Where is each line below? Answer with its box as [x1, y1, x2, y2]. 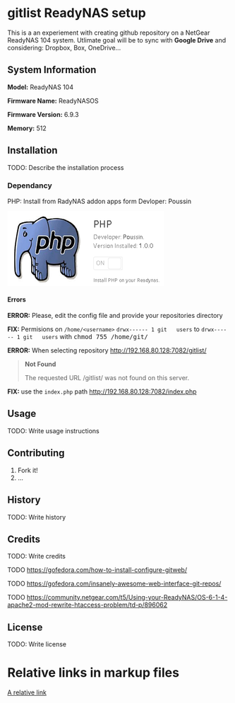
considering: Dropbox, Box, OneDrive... [7, 43, 121, 52]
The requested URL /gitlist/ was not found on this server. [24, 374, 190, 382]
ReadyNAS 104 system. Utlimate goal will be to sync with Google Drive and [7, 35, 227, 44]
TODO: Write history [7, 513, 66, 521]
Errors [7, 295, 26, 304]
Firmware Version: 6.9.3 [7, 110, 79, 118]
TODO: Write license [7, 640, 67, 648]
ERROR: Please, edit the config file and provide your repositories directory [7, 312, 224, 320]
